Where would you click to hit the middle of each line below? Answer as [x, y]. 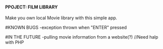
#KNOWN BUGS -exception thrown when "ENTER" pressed [66, 28]
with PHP [14, 43]
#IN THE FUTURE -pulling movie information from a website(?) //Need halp [82, 37]
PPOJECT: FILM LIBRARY [32, 7]
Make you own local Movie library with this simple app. [61, 18]
